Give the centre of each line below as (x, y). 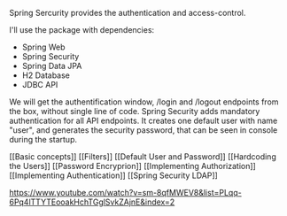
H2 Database (46, 75)
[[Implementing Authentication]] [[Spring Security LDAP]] (114, 175)
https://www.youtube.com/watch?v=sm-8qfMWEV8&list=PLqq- (125, 193)
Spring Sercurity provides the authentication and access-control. (128, 13)
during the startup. (43, 139)
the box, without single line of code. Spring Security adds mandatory (135, 111)
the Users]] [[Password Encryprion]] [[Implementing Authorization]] (133, 166)
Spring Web (43, 47)
